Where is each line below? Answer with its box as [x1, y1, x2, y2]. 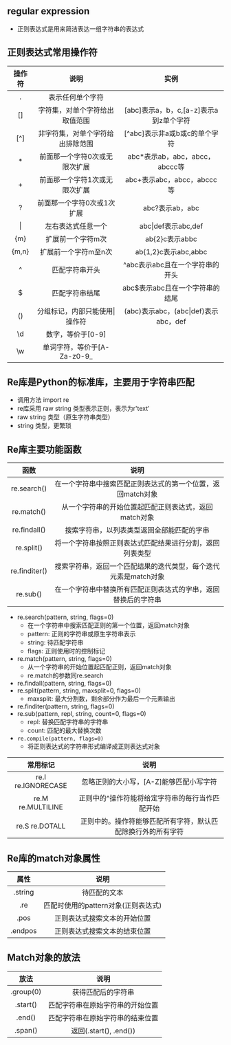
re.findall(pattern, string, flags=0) [16, 679, 112, 688]
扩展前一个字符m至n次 [40, 247, 113, 256]
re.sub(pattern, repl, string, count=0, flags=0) [16, 710, 146, 718]
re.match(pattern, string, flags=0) [16, 655, 112, 663]
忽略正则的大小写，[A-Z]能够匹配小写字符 [81, 777, 218, 787]
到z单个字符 [152, 115, 190, 125]
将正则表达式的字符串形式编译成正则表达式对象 [27, 742, 160, 751]
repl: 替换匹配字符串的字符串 [27, 718, 109, 726]
